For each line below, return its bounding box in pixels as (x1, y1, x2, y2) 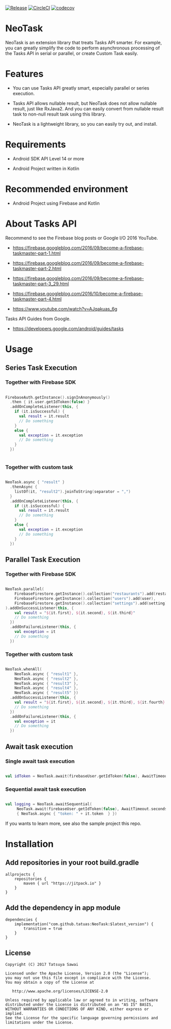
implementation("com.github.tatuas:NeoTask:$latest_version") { (14, 922, 154, 927)
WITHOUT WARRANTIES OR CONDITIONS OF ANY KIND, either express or (5, 1007, 149, 1012)
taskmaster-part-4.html (12, 296, 62, 302)
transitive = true (23, 926, 63, 931)
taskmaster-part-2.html (12, 265, 62, 271)
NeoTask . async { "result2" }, (14, 676, 79, 681)
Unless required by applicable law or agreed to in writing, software (5, 998, 158, 1003)
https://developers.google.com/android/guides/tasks (12, 325, 124, 331)
